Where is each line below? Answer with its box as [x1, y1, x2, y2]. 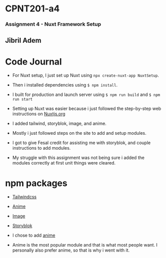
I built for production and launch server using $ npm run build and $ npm [12, 91, 160, 97]
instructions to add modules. [12, 145, 71, 151]
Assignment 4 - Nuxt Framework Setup [5, 21, 102, 28]
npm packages [5, 177, 68, 189]
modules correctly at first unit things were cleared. [12, 160, 115, 166]
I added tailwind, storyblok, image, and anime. [12, 120, 107, 127]
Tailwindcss [12, 194, 37, 200]
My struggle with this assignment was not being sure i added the [12, 155, 145, 161]
